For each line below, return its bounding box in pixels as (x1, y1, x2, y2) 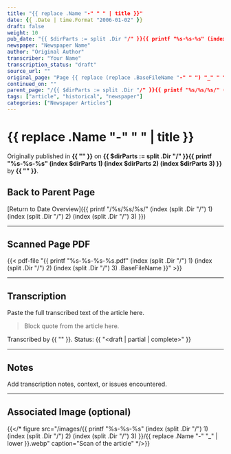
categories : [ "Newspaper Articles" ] (7, 100, 112, 107)
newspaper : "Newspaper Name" (7, 42, 91, 49)
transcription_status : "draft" (7, 61, 97, 68)
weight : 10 (7, 29, 38, 36)
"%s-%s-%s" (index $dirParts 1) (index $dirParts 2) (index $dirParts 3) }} (7, 159, 222, 167)
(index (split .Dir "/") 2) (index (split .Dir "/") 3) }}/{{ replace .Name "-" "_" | (7, 431, 218, 440)
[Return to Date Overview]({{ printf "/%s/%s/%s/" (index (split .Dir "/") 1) (7, 204, 213, 213)
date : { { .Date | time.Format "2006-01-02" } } (7, 17, 143, 23)
